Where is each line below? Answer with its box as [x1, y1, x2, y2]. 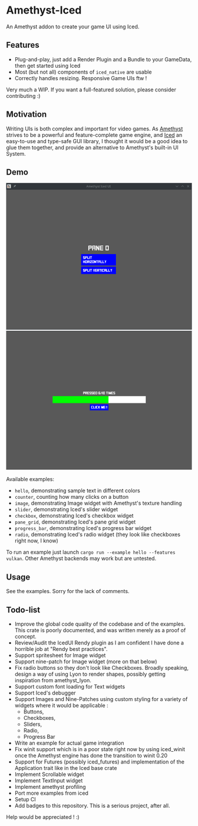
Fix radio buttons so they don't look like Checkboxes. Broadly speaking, [14, 664, 189, 672]
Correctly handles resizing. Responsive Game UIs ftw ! [14, 74, 147, 81]
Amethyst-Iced [6, 4, 82, 17]
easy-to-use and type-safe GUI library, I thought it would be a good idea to [6, 137, 188, 144]
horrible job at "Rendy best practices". [14, 646, 108, 653]
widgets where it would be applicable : [14, 702, 109, 709]
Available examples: [6, 476, 55, 483]
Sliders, [23, 720, 42, 728]
